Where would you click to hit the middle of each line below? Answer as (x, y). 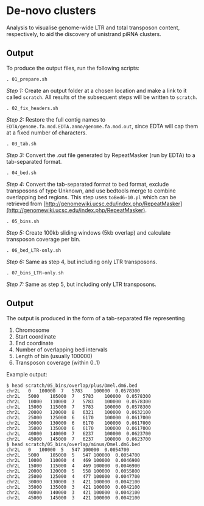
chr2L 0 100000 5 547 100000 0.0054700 (68, 450)
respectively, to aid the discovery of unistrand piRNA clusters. (84, 34)
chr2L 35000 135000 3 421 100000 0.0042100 (73, 487)
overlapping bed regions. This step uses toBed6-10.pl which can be (91, 197)
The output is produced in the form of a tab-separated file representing (96, 318)
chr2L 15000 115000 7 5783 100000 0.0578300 (79, 407)
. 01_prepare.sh (27, 79)
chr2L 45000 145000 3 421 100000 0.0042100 (73, 498)
